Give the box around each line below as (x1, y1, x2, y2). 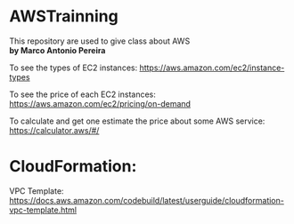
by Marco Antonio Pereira (9, 44, 106, 55)
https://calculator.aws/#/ (9, 124, 100, 135)
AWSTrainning (9, 6, 118, 27)
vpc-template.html (9, 204, 78, 215)
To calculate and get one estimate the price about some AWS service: (9, 116, 265, 126)
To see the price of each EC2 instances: (9, 89, 156, 100)
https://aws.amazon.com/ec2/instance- (139, 62, 285, 73)
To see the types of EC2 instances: (9, 62, 138, 73)
